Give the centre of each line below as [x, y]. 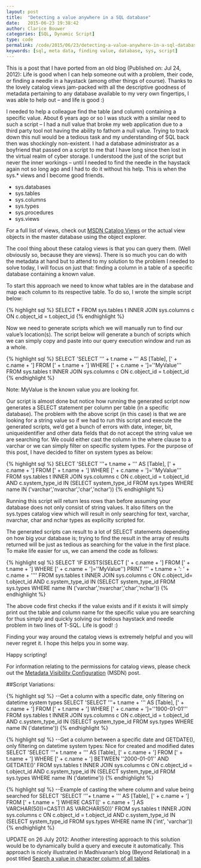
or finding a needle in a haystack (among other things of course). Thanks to [99, 80]
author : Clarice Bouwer [36, 29]
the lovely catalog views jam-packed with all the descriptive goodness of [96, 87]
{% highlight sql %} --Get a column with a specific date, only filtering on [95, 696]
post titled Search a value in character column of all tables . [79, 858]
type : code [20, 40]
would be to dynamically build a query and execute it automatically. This [95, 845]
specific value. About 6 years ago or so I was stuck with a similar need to [96, 118]
